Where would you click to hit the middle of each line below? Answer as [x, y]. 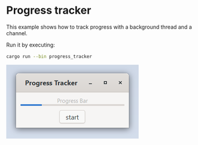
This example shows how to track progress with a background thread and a [99, 27]
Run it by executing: [31, 45]
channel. [17, 33]
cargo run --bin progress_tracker [49, 56]
